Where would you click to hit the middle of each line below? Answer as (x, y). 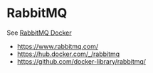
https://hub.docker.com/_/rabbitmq (68, 54)
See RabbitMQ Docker (39, 33)
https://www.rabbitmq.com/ (58, 46)
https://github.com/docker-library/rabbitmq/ (81, 61)
